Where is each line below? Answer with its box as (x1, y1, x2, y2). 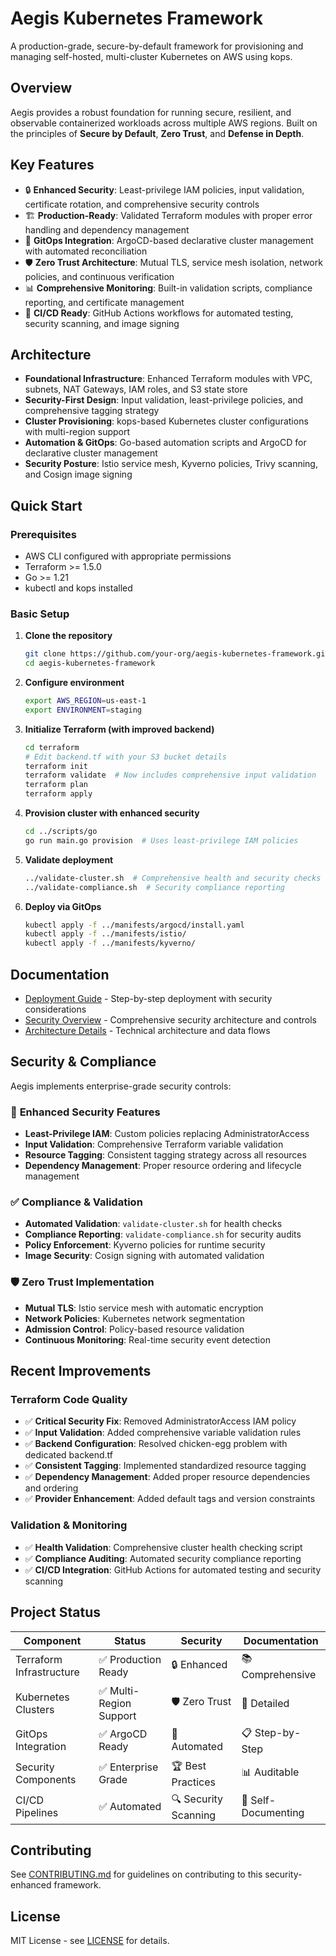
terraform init (24, 761, 89, 771)
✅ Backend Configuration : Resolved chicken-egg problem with (24, 1438, 288, 1450)
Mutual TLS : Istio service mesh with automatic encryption (24, 1302, 264, 1314)
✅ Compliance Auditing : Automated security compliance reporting (24, 1552, 302, 1564)
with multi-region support (24, 426, 131, 438)
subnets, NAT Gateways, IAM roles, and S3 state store (24, 383, 248, 396)
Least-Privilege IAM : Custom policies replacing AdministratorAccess (24, 1128, 310, 1140)
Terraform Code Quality (10, 1393, 128, 1407)
